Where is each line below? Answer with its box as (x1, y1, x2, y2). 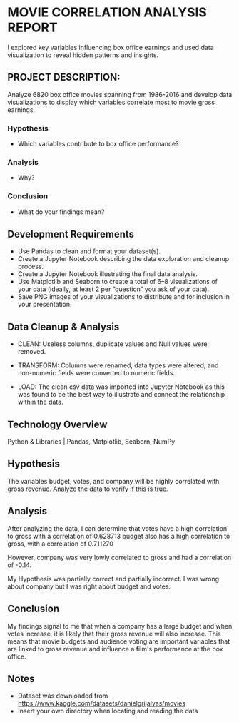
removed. (17, 347, 46, 356)
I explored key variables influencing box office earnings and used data (7, 43, 214, 51)
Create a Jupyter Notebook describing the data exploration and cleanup (17, 255, 230, 263)
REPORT (7, 19, 59, 36)
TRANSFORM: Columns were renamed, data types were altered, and (17, 361, 219, 370)
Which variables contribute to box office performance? (17, 140, 179, 148)
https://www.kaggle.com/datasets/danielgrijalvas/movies (17, 699, 186, 708)
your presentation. (17, 300, 73, 309)
